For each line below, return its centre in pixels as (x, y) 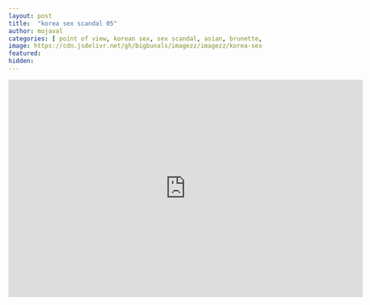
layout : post (30, 16)
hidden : (21, 61)
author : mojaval (36, 31)
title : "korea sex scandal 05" (63, 23)
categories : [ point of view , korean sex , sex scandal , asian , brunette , (136, 38)
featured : (25, 53)
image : (19, 46)
